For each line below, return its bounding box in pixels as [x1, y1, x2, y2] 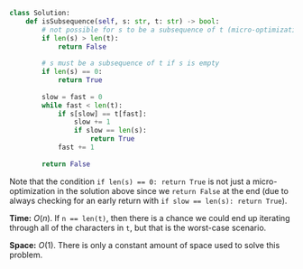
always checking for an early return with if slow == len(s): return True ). [9, 195, 288, 206]
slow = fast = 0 [41, 92, 103, 101]
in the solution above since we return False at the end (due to [57, 185, 289, 196]
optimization [9, 185, 56, 196]
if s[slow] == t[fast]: [57, 109, 147, 118]
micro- [252, 176, 278, 187]
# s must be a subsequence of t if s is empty [41, 59, 220, 68]
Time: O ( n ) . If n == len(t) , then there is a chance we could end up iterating [9, 212, 290, 223]
